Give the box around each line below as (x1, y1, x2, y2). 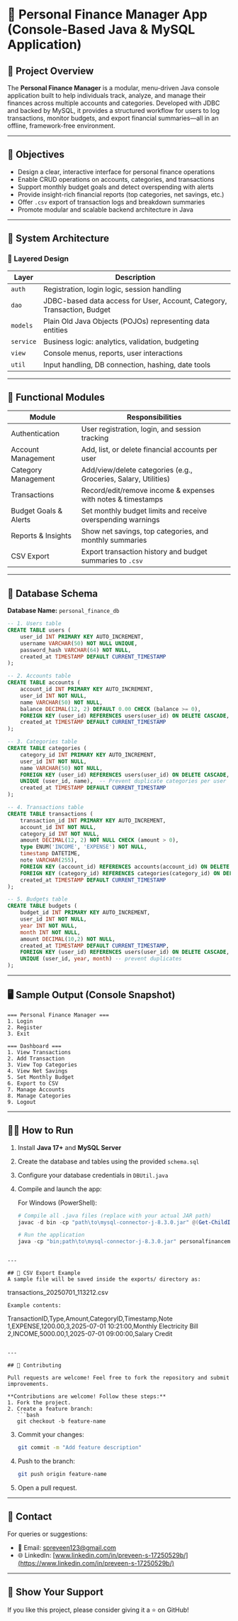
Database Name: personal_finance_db (7, 607, 120, 615)
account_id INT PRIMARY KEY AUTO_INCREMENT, (20, 685, 154, 693)
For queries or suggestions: (7, 1529, 88, 1538)
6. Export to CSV (7, 1080, 59, 1087)
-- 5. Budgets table (7, 896, 69, 903)
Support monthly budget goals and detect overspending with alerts (17, 183, 214, 191)
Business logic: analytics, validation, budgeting (43, 337, 200, 347)
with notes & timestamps (81, 494, 164, 504)
